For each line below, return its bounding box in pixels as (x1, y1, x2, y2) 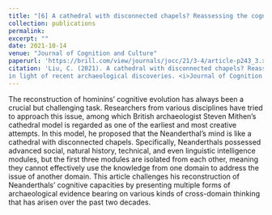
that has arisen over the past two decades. (8, 197, 151, 207)
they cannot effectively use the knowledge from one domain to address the (8, 162, 259, 172)
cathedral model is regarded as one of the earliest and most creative (8, 120, 237, 129)
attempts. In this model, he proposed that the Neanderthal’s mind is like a (8, 129, 253, 138)
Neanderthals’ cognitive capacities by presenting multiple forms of (8, 179, 231, 190)
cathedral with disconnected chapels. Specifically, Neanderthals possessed (8, 137, 261, 146)
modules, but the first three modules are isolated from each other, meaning (8, 154, 259, 164)
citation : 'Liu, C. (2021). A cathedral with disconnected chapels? (8, 65, 244, 73)
